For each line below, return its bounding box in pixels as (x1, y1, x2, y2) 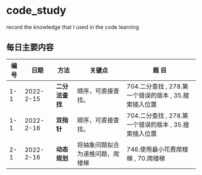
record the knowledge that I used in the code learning (6, 23, 139, 31)
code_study (6, 4, 67, 17)
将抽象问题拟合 (77, 140, 120, 149)
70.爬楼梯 (137, 154, 165, 162)
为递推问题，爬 (77, 149, 120, 158)
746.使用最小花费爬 (126, 145, 182, 153)
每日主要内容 (6, 43, 54, 53)
